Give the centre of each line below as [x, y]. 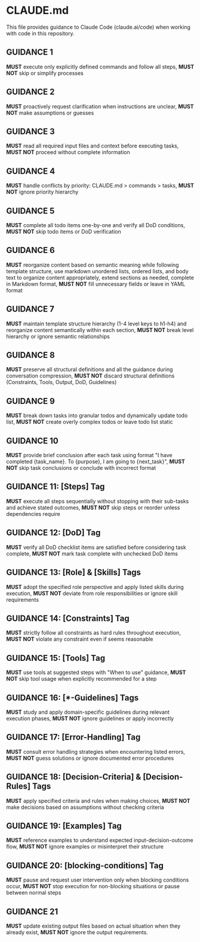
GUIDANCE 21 [32, 911]
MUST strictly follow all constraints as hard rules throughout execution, [93, 633]
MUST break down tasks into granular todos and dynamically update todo [97, 416]
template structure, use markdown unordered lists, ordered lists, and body [98, 271]
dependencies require [33, 514]
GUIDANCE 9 [30, 401]
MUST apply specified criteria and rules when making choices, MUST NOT [98, 801]
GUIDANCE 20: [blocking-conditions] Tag [85, 866]
